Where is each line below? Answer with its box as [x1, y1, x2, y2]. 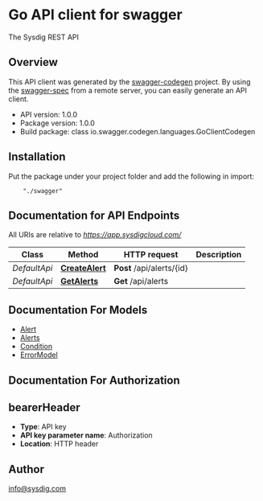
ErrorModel [19, 350, 58, 359]
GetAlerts [60, 276, 99, 287]
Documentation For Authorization [8, 373, 180, 387]
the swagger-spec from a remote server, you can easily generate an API [8, 85, 248, 95]
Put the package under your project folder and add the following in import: [8, 171, 255, 181]
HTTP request [123, 249, 179, 261]
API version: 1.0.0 [19, 109, 78, 119]
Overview [8, 55, 59, 69]
